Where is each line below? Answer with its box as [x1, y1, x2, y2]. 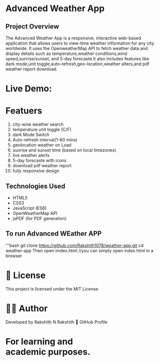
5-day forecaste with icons [12, 157, 67, 163]
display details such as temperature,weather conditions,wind [5, 51, 127, 56]
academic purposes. [5, 346, 90, 357]
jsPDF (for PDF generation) [12, 215, 67, 221]
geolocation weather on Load [12, 142, 72, 148]
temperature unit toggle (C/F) [12, 127, 72, 133]
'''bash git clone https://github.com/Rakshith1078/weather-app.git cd [5, 242, 144, 248]
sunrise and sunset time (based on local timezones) [12, 147, 116, 153]
